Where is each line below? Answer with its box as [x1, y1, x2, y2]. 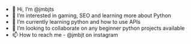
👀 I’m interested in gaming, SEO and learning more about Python [11, 12, 171, 19]
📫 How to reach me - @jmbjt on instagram [11, 32, 118, 38]
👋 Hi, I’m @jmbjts [11, 6, 54, 12]
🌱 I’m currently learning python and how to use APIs [11, 18, 141, 25]
